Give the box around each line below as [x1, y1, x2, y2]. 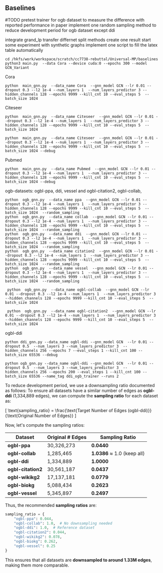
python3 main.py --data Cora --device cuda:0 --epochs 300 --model [5, 61, 147, 66]
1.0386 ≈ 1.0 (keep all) [91, 450, 145, 457]
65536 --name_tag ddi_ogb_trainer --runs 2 [29, 374, 119, 379]
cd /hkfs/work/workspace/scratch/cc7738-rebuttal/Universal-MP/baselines [5, 56, 159, 62]
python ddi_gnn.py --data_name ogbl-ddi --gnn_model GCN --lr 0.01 [5, 340, 147, 344]
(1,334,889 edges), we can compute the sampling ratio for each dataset [13, 392, 158, 398]
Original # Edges [47, 434, 87, 440]
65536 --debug [29, 352, 58, 357]
